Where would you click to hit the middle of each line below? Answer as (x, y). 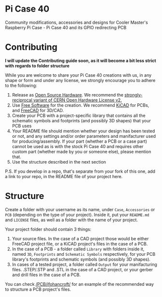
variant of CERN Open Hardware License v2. (78, 100)
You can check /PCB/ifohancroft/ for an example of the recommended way (79, 284)
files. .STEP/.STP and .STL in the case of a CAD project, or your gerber (82, 269)
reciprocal (22, 100)
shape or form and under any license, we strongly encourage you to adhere (80, 80)
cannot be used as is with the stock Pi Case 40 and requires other (78, 146)
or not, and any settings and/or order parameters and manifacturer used (84, 136)
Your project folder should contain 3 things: (48, 229)
